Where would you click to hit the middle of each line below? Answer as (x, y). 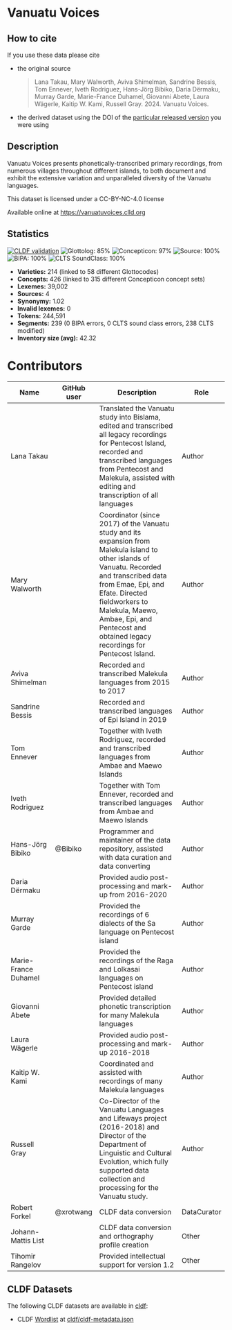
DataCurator (202, 1211)
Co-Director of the (129, 1100)
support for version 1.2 (137, 1265)
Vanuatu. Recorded (130, 567)
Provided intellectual (132, 1256)
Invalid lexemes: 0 (44, 308)
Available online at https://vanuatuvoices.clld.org (77, 212)
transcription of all (129, 495)
